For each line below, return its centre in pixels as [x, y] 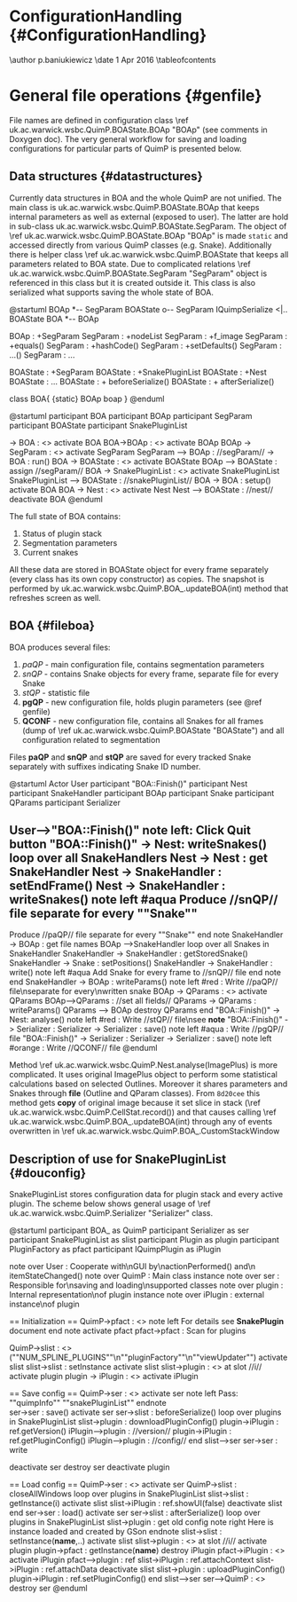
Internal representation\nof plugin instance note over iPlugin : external [137, 1295]
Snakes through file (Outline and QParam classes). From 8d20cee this [135, 1093]
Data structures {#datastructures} [106, 176]
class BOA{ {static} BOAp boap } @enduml [87, 399]
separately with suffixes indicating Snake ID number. [105, 766]
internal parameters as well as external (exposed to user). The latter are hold [149, 217]
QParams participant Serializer [65, 802]
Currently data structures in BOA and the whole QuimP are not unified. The [145, 198]
